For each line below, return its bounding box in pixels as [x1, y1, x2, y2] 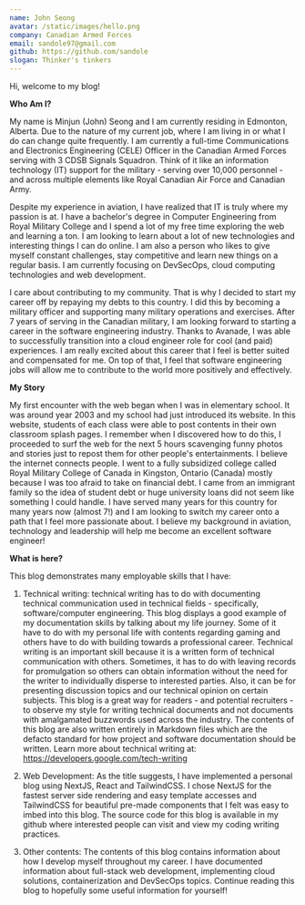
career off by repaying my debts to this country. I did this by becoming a [9, 297, 280, 307]
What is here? [9, 553, 64, 563]
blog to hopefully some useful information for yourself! [22, 885, 228, 896]
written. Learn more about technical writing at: [22, 744, 198, 754]
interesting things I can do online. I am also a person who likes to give [9, 241, 270, 251]
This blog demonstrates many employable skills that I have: [9, 571, 232, 581]
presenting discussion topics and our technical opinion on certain [22, 685, 269, 695]
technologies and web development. [9, 270, 147, 280]
